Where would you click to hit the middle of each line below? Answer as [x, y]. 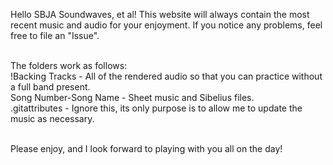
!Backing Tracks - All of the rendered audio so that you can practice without [166, 76]
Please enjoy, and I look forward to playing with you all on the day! [146, 148]
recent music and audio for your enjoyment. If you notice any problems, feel [166, 25]
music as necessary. [52, 118]
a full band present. [50, 87]
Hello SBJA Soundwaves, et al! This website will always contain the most [160, 14]
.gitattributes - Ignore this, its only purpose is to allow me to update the [156, 108]
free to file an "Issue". [55, 35]
